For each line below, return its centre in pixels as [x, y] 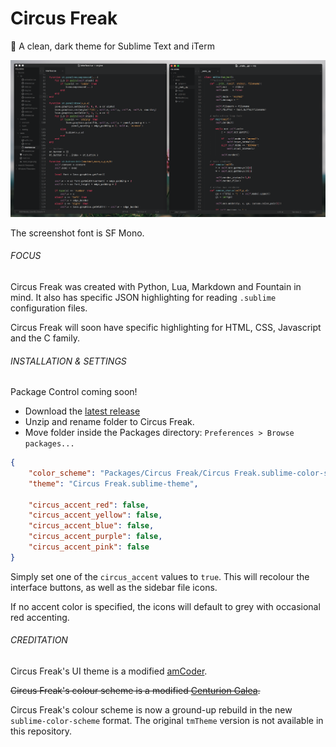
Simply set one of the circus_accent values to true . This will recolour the [160, 576]
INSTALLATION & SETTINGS [68, 361]
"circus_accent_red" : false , [89, 505]
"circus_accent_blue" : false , [91, 526]
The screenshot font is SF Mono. [77, 233]
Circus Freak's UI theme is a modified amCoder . [109, 671]
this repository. [41, 731]
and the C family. [45, 338]
